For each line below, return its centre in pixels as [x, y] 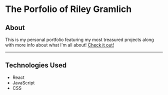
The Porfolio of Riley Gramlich [68, 9]
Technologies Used [36, 65]
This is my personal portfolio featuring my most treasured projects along [79, 39]
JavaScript [23, 82]
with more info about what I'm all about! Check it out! [59, 45]
